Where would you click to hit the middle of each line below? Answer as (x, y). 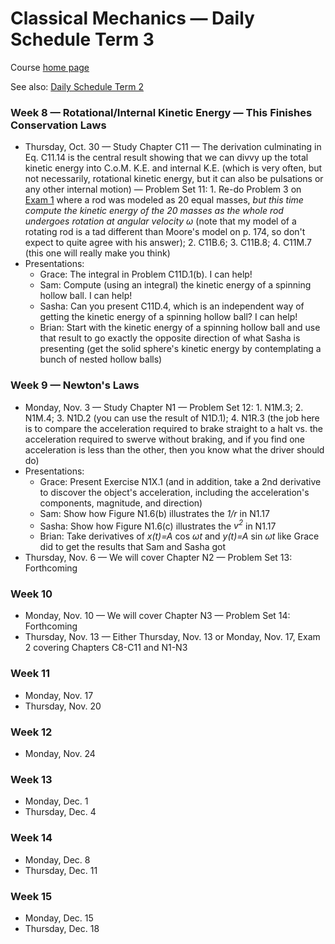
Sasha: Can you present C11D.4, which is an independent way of (172, 306)
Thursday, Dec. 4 (60, 812)
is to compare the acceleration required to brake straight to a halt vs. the (173, 428)
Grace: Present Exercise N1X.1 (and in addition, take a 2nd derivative (180, 481)
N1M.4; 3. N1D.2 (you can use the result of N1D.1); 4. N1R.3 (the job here (172, 418)
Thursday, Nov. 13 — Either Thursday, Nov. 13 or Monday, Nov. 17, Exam (172, 637)
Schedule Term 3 (82, 39)
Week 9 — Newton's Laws (75, 385)
